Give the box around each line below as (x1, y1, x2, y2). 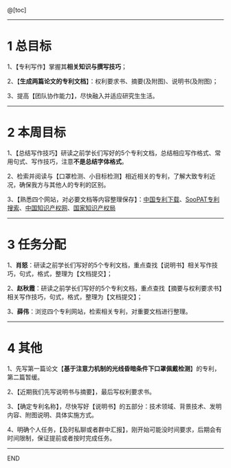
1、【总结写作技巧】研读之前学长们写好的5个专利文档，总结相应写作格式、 (7, 148, 215, 157)
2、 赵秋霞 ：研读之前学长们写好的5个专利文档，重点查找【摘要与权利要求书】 (7, 284, 222, 292)
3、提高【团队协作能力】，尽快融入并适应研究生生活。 (7, 91, 159, 100)
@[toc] (7, 6, 27, 14)
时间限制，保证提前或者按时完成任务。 (7, 434, 115, 442)
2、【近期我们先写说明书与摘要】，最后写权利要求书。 (7, 388, 156, 396)
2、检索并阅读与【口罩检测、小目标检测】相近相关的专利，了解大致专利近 (7, 172, 216, 180)
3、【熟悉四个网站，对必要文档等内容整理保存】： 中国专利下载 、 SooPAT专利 (7, 195, 220, 203)
